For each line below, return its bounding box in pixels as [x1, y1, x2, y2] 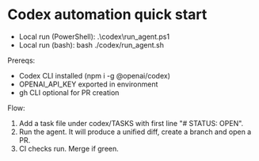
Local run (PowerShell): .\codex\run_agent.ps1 [18, 32, 170, 41]
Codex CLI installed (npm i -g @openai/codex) [18, 71, 171, 80]
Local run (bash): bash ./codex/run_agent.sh [18, 40, 164, 49]
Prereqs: [7, 56, 36, 65]
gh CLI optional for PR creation [18, 87, 120, 97]
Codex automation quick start [7, 6, 208, 24]
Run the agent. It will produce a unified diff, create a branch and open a [18, 127, 252, 136]
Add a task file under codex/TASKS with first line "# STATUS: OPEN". [18, 118, 244, 128]
